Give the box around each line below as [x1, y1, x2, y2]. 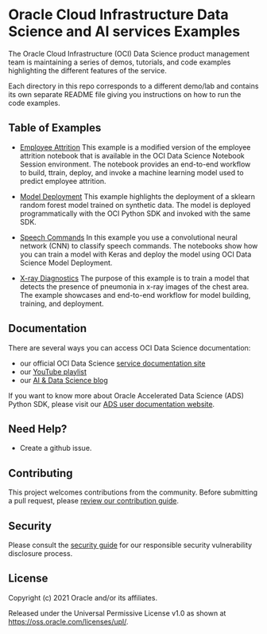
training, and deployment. [19, 299, 105, 308]
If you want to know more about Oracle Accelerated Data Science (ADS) [8, 390, 245, 400]
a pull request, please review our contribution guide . [8, 496, 180, 506]
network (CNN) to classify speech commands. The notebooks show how [19, 241, 258, 250]
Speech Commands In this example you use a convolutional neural [19, 233, 238, 242]
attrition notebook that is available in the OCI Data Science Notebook [19, 151, 245, 160]
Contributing [8, 466, 73, 479]
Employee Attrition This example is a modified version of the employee [19, 142, 251, 152]
